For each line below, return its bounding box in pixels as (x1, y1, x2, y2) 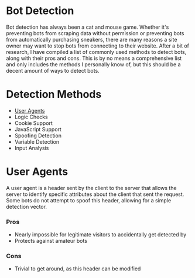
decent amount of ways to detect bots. (6, 67, 100, 74)
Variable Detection (14, 138, 60, 145)
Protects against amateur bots (14, 238, 88, 245)
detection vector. (6, 203, 47, 210)
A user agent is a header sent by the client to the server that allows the (6, 184, 177, 191)
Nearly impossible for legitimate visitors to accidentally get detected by (14, 231, 187, 238)
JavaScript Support (14, 126, 61, 133)
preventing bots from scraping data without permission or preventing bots (6, 29, 184, 36)
